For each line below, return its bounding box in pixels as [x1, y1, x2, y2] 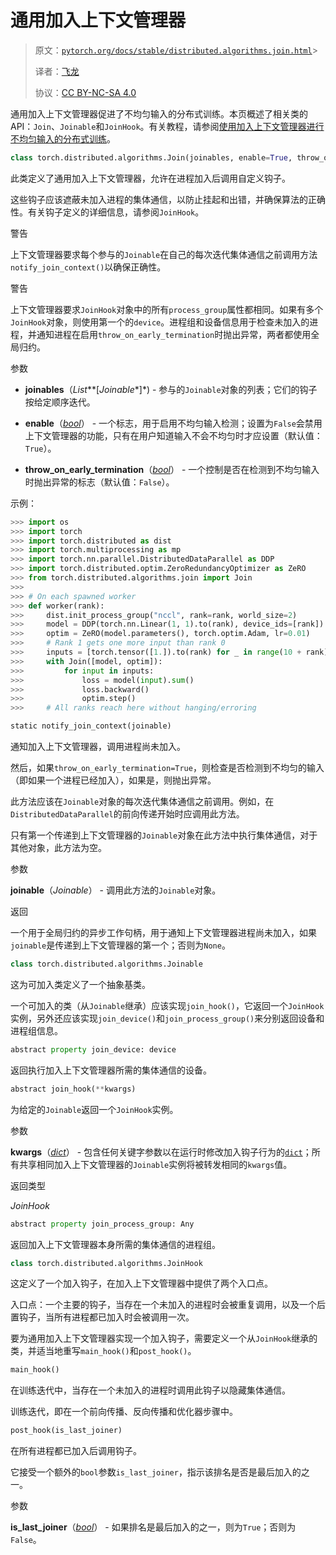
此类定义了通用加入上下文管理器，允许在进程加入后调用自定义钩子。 [10, 172, 291, 184]
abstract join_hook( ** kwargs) [10, 1084, 137, 1094]
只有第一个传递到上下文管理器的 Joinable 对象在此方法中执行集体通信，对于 [10, 829, 318, 841]
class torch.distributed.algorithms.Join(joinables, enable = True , [10, 152, 293, 163]
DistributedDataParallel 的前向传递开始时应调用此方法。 [10, 808, 245, 820]
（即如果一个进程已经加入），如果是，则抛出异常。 [10, 774, 217, 786]
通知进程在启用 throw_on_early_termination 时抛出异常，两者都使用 [36, 328, 312, 340]
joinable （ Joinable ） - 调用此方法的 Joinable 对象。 [10, 884, 222, 896]
